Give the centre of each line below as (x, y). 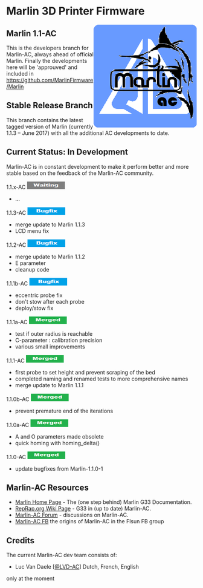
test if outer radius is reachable (54, 333)
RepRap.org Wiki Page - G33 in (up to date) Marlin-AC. (83, 509)
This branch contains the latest (45, 120)
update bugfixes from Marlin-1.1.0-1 (59, 469)
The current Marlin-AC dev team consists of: (62, 555)
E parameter (31, 263)
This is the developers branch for (47, 48)
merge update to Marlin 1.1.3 (50, 224)
